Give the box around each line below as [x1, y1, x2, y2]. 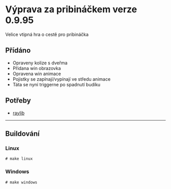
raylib [12, 110, 25, 116]
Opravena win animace [12, 70, 61, 77]
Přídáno [5, 46, 31, 55]
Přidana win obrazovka [12, 65, 61, 71]
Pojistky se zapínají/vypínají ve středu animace [12, 76, 111, 82]
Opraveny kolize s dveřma [12, 60, 68, 66]
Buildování [5, 129, 40, 138]
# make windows [5, 180, 38, 185]
